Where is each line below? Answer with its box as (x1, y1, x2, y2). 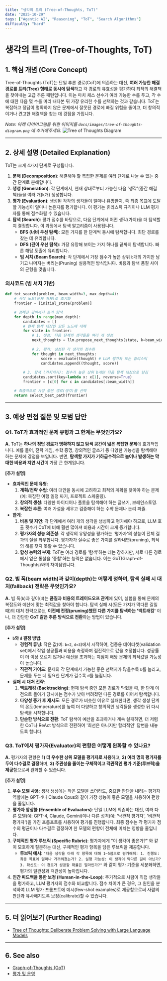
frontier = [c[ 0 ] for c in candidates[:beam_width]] (23, 379, 135, 384)
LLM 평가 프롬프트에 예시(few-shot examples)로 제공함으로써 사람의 (25, 887, 160, 893)
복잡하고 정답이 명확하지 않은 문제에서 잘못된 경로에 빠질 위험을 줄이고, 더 (5, 105, 147, 111)
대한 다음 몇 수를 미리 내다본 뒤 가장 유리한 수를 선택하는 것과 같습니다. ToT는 (10, 98, 160, 105)
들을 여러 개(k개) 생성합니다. (18, 192, 73, 198)
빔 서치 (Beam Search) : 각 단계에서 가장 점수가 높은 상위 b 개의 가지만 (19, 254, 155, 260)
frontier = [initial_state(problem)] (14, 301, 92, 306)
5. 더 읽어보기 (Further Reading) (5, 913, 102, 922)
